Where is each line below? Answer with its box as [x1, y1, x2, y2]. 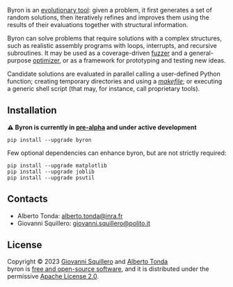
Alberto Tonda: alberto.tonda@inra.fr [17, 211, 123, 220]
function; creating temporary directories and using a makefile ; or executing [7, 77, 223, 85]
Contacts [7, 193, 49, 205]
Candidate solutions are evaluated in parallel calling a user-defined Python [7, 69, 221, 78]
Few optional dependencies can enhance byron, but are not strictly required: [7, 149, 227, 157]
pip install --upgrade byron [7, 136, 92, 143]
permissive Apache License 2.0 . [7, 272, 99, 281]
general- [188, 49, 214, 57]
